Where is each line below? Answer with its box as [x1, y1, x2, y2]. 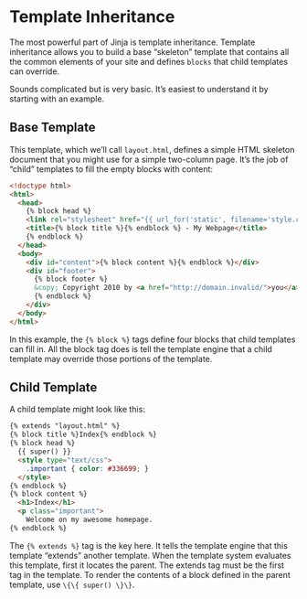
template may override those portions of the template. [9, 353, 213, 364]
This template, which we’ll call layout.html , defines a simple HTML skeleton [9, 144, 295, 155]
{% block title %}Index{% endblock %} [9, 430, 157, 440]
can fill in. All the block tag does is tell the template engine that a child [9, 343, 272, 354]
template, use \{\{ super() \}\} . [9, 579, 135, 590]
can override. [9, 66, 60, 77]
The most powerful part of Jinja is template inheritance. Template [9, 37, 256, 48]
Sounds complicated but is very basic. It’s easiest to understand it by [9, 83, 269, 94]
